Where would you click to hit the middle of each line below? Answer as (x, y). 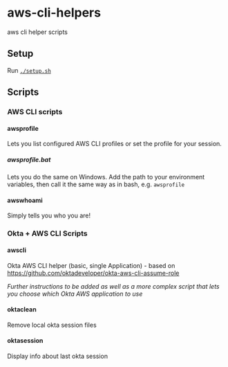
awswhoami (25, 200)
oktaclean (22, 310)
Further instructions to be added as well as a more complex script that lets (113, 286)
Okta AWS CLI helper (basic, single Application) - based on (91, 265)
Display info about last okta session (58, 356)
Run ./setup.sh (29, 70)
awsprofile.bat (29, 159)
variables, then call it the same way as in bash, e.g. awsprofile (96, 184)
